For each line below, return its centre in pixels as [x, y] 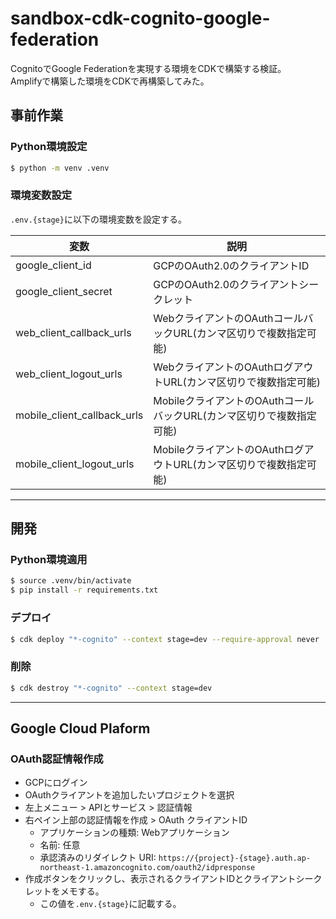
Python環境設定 [49, 147]
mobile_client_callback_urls [79, 415]
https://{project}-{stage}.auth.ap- [235, 858]
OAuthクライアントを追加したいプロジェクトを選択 [129, 795]
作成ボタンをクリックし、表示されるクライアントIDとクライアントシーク [173, 879]
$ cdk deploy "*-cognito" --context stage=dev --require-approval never [165, 639]
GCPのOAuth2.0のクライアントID [231, 265]
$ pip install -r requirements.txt [84, 590]
